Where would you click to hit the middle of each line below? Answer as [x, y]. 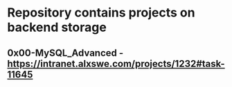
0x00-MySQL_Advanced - [65, 53]
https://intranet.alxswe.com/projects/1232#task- [116, 64]
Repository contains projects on [101, 13]
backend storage [57, 27]
